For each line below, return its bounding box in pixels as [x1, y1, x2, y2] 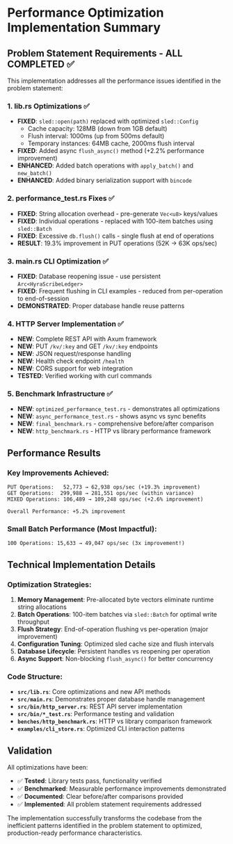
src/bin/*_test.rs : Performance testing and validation [17, 710, 175, 718]
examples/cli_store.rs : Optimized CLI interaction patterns [17, 724, 185, 733]
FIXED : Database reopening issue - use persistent [17, 272, 161, 280]
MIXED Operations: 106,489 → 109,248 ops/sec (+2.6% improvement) [7, 496, 204, 503]
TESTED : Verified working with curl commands [17, 372, 152, 380]
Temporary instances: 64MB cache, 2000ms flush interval [27, 139, 195, 147]
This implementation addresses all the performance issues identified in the [7, 76, 221, 85]
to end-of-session [17, 294, 70, 302]
